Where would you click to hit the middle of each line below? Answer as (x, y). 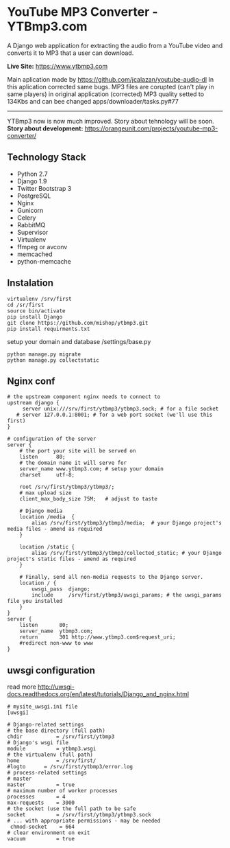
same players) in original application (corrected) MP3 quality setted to (105, 94)
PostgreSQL (34, 196)
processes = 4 (37, 797)
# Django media (41, 511)
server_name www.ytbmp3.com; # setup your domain (92, 469)
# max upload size (46, 493)
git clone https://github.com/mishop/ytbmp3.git (78, 323)
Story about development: (45, 128)
